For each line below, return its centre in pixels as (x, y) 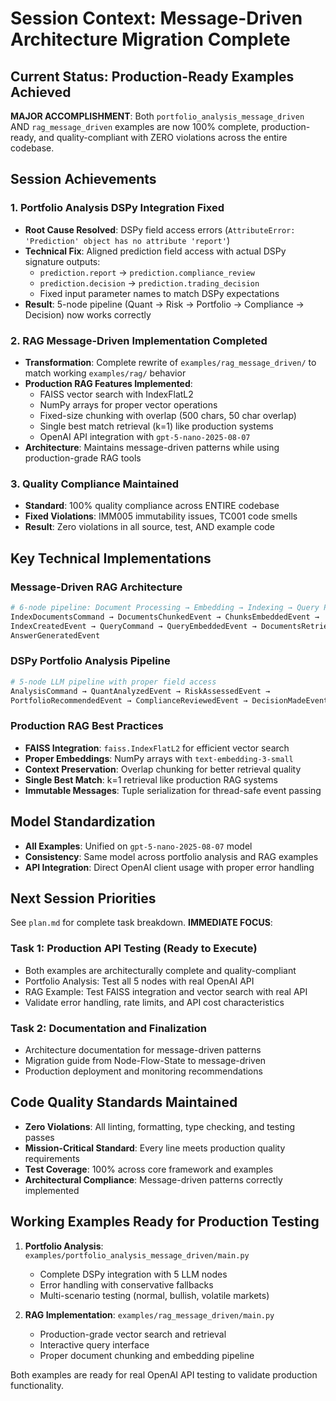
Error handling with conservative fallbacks (126, 1284)
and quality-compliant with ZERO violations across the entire (163, 137)
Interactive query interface (94, 1344)
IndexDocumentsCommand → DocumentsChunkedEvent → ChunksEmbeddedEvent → (165, 617)
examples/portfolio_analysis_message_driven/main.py (137, 1255)
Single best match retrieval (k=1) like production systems (156, 426)
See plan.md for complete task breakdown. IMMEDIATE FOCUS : (141, 923)
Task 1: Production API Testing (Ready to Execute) (134, 949)
